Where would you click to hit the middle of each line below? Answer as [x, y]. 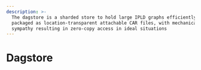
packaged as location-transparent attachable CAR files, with [91, 23]
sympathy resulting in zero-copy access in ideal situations [89, 28]
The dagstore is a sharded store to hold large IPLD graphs [88, 17]
